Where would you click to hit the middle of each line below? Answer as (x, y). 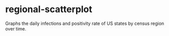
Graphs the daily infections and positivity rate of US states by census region (85, 23)
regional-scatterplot (49, 9)
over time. (16, 28)
